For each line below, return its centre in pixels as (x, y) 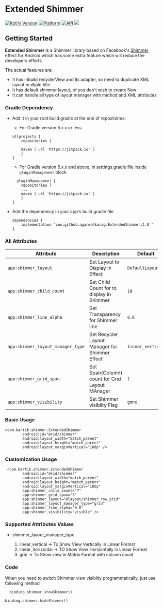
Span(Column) (106, 373)
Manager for (103, 347)
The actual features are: (29, 70)
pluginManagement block (43, 172)
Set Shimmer (104, 399)
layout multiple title (31, 84)
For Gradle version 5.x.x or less (50, 128)
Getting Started (29, 38)
